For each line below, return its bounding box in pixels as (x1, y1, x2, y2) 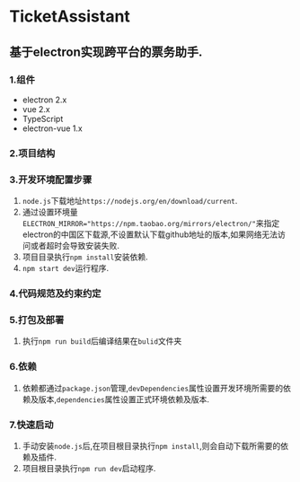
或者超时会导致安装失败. (30, 241, 119, 251)
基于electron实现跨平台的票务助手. (9, 44, 203, 59)
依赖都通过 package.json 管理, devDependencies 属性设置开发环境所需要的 (22, 382, 284, 393)
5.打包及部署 (9, 313, 65, 326)
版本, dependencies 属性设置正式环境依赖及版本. (38, 393, 209, 405)
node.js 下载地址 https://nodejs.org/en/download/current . (22, 196, 238, 206)
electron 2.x (22, 94, 67, 105)
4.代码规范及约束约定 (9, 287, 101, 300)
